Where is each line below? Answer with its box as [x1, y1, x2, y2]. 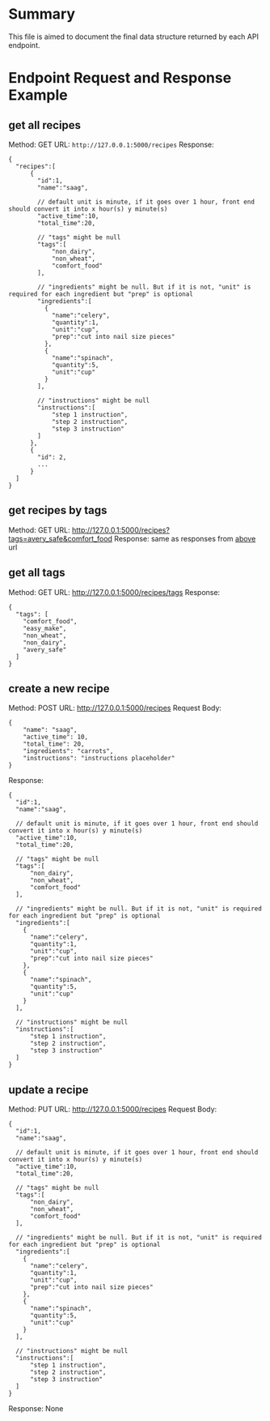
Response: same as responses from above [114, 533, 256, 543]
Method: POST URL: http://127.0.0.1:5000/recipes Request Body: [8, 703, 222, 713]
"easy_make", [23, 624, 67, 632]
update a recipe [8, 1083, 89, 1097]
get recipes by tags [8, 503, 108, 517]
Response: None [8, 1404, 64, 1414]
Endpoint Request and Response [8, 69, 232, 88]
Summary [8, 5, 75, 24]
